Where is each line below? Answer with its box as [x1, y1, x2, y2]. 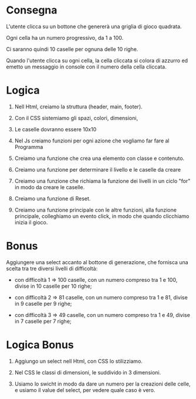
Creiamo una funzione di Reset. [14, 195, 91, 202]
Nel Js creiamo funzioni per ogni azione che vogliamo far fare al [14, 137, 170, 144]
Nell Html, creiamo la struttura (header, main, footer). [14, 103, 143, 110]
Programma [14, 143, 43, 150]
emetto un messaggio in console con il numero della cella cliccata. [6, 63, 167, 70]
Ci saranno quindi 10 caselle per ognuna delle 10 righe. [6, 45, 138, 53]
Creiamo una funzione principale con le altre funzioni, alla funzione [14, 206, 177, 213]
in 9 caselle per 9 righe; [14, 300, 72, 307]
